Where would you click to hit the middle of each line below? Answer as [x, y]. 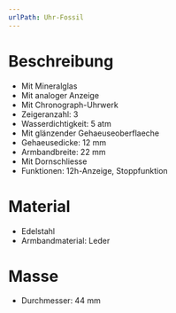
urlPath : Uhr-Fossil [46, 17]
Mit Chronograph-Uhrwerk [69, 105]
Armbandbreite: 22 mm [63, 152]
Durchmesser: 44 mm [61, 301]
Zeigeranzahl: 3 [50, 114]
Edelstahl [38, 231]
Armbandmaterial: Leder [65, 240]
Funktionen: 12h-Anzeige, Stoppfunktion [95, 170]
